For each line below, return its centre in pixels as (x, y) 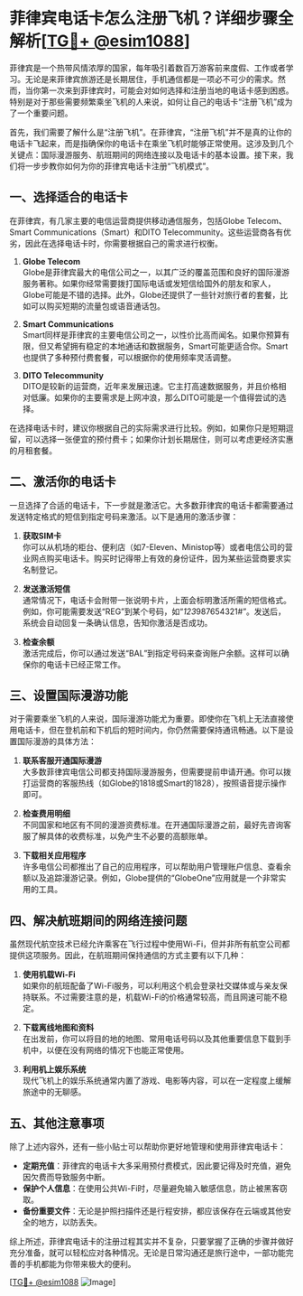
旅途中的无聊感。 (54, 1092)
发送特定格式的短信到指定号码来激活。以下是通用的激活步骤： (124, 517)
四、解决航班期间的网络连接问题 (98, 921)
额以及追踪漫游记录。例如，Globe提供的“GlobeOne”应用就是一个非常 (150, 878)
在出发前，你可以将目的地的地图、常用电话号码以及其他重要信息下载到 (153, 1039)
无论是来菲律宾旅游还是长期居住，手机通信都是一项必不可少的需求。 (151, 79)
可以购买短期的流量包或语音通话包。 (97, 306)
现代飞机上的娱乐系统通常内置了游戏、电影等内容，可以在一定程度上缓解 (156, 1081)
